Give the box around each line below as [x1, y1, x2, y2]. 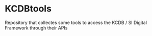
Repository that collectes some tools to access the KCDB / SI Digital [5, 19, 147, 25]
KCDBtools [5, 3, 52, 14]
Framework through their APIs [5, 24, 68, 30]
